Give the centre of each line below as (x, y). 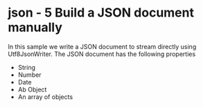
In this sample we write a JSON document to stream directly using (102, 46)
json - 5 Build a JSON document (101, 13)
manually (35, 27)
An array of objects (45, 97)
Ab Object (32, 89)
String (27, 67)
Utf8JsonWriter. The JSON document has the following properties (102, 54)
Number (29, 75)
